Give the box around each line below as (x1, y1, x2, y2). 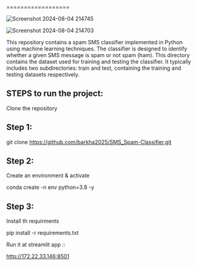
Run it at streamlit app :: (6, 241, 65, 248)
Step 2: (6, 156, 35, 166)
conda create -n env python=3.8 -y (6, 183, 95, 191)
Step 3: (6, 201, 35, 211)
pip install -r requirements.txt (6, 229, 79, 237)
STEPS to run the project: (6, 89, 104, 99)
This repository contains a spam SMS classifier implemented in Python (6, 39, 183, 46)
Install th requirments (6, 217, 59, 225)
